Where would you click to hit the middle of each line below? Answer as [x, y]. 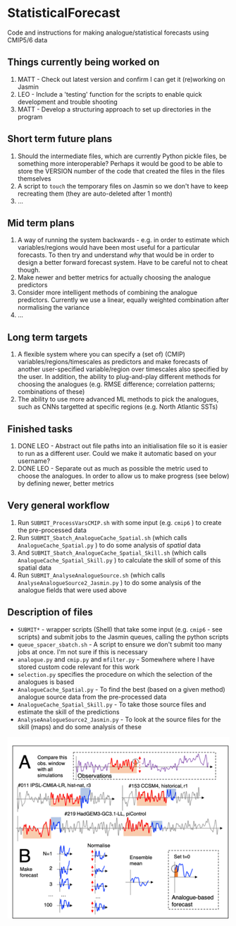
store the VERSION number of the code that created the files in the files [121, 171]
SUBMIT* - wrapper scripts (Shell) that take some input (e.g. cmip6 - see [120, 629]
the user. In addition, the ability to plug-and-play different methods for [119, 377]
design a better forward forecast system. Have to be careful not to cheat [123, 263]
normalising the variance [54, 308]
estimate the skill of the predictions [68, 711]
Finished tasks [40, 429]
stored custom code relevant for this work [78, 667]
